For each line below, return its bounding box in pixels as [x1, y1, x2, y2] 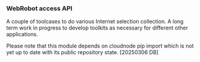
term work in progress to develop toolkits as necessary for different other [6, 24, 189, 31]
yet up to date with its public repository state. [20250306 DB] [6, 49, 158, 56]
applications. [6, 31, 38, 38]
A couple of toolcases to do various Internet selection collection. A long [6, 18, 184, 25]
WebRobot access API [6, 4, 73, 13]
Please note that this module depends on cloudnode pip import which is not [6, 42, 194, 49]
